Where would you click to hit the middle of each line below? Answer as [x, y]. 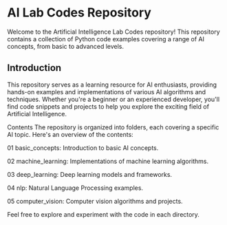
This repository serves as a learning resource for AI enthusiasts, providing [112, 85]
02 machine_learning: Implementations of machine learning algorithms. [108, 161]
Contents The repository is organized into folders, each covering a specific [113, 127]
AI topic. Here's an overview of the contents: [71, 134]
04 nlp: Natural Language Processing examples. [75, 188]
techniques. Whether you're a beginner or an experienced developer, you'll [113, 99]
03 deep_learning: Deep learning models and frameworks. [90, 174]
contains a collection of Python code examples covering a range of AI [106, 39]
